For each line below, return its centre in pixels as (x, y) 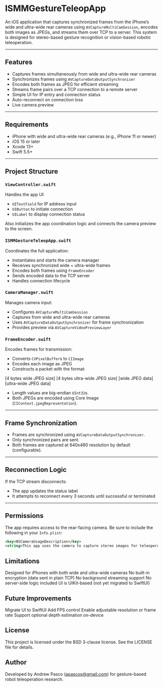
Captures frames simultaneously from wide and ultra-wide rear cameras (84, 74)
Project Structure (32, 171)
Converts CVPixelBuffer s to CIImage (48, 359)
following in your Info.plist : (34, 532)
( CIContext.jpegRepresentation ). (45, 403)
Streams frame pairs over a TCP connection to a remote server (75, 89)
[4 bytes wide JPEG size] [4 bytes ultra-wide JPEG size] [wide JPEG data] (79, 378)
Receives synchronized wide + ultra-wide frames (61, 265)
